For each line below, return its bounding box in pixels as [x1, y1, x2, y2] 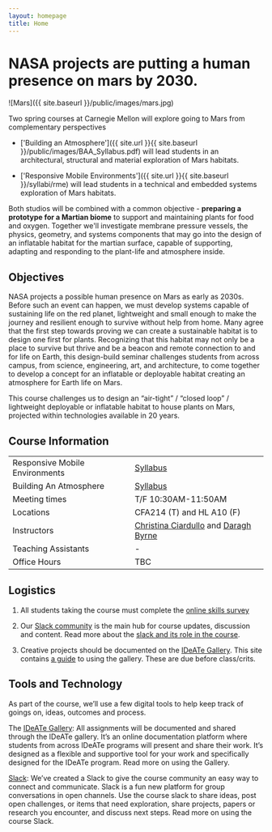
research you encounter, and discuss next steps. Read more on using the [8, 807, 253, 817]
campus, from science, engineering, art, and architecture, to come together [8, 361, 261, 371]
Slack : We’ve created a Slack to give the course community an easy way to [8, 773, 259, 783]
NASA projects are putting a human [8, 54, 251, 73]
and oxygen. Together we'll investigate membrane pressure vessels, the [8, 221, 249, 231]
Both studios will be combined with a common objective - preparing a [8, 204, 241, 214]
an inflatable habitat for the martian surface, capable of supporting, [8, 238, 233, 248]
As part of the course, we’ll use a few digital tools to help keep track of [8, 698, 244, 708]
